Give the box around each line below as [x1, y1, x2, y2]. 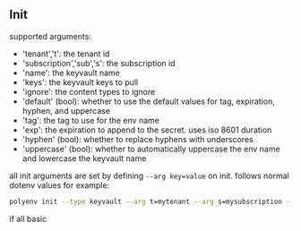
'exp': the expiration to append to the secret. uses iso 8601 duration [21, 124, 272, 135]
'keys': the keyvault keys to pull [21, 76, 139, 88]
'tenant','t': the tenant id [21, 48, 110, 59]
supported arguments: [9, 30, 92, 41]
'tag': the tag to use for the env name [21, 115, 159, 125]
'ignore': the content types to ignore [21, 86, 156, 97]
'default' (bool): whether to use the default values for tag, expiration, [21, 96, 275, 107]
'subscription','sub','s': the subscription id [21, 57, 176, 68]
